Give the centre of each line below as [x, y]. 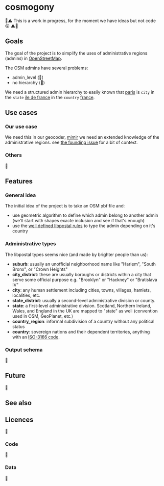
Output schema [24, 350]
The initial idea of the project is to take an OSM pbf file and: [65, 206]
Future [15, 376]
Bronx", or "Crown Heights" [40, 269]
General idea [21, 195]
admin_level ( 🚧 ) [28, 77]
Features [19, 181]
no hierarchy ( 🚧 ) [28, 82]
